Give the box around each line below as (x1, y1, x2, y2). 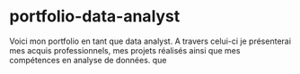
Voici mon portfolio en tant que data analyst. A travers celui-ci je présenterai (9, 36, 292, 46)
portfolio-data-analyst (9, 6, 181, 27)
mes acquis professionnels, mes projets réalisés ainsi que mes (9, 45, 241, 55)
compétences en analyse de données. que (9, 54, 167, 65)
